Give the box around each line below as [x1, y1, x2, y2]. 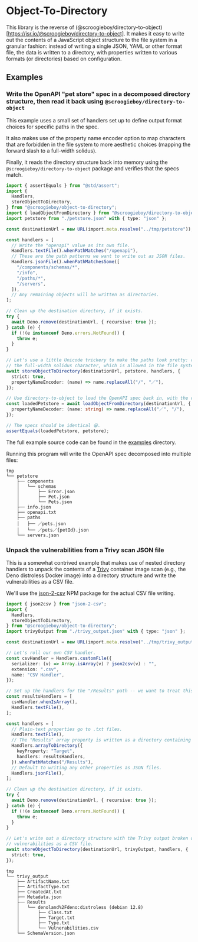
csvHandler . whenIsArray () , [11, 699, 78, 705]
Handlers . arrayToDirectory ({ [11, 743, 83, 749]
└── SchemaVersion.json [16, 930, 75, 936]
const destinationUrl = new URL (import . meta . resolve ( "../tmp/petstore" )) [6, 226, 192, 232]
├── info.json [16, 504, 51, 510]
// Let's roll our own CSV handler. [6, 650, 96, 656]
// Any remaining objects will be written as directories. [11, 292, 160, 298]
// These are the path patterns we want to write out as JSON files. [11, 253, 186, 260]
